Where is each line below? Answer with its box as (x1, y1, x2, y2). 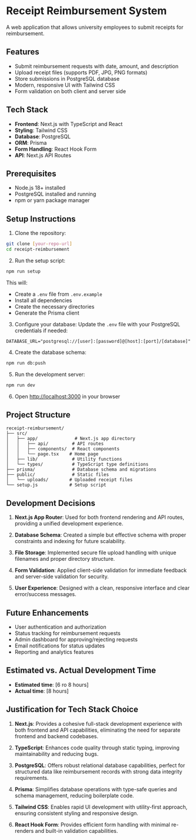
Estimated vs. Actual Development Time (6, 666, 156, 676)
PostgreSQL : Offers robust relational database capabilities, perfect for (14, 762, 185, 769)
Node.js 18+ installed (14, 184, 66, 191)
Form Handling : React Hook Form (14, 145, 97, 153)
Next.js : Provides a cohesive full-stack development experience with (14, 720, 182, 727)
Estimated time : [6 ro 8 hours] (14, 681, 89, 688)
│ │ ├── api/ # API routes (6, 441, 104, 447)
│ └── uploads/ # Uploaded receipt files (6, 477, 133, 483)
